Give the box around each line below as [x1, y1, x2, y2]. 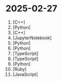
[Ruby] [12, 66, 27, 72]
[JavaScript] [12, 71, 38, 77]
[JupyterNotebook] [12, 35, 52, 41]
